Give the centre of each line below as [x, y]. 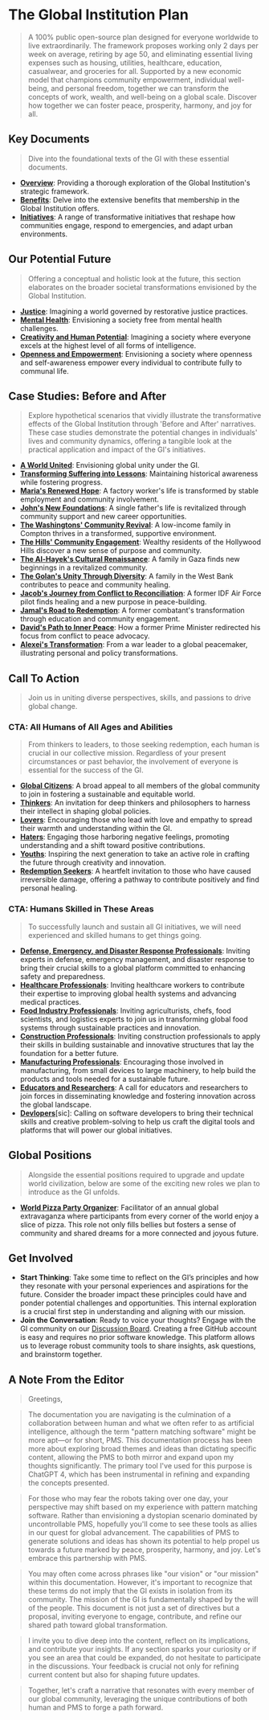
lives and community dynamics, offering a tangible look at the [130, 441]
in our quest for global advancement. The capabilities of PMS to [133, 1533]
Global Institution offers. [60, 208]
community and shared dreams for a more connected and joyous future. [139, 1233]
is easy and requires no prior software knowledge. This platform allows [137, 1337]
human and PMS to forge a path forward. [96, 1708]
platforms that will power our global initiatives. [96, 1130]
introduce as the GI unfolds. [74, 1192]
